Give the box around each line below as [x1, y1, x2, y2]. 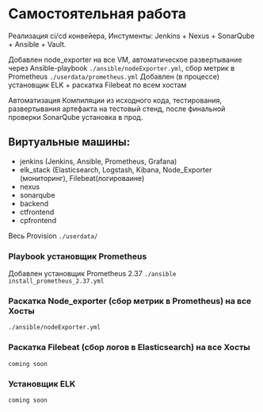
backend [19, 198, 49, 208]
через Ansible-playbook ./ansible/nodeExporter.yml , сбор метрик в [8, 63, 235, 72]
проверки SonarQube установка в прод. [8, 112, 143, 121]
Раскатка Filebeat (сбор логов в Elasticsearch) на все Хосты [8, 342, 251, 353]
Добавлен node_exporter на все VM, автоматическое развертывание [8, 55, 242, 64]
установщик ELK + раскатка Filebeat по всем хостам [8, 80, 187, 90]
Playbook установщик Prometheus [8, 251, 147, 262]
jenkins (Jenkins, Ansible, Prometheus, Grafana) [19, 156, 177, 166]
